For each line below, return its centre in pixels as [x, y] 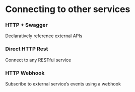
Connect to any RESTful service [38, 60]
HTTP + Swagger [26, 25]
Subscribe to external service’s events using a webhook [63, 84]
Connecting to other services [68, 9]
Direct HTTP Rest [27, 49]
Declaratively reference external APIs [44, 36]
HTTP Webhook [25, 73]
